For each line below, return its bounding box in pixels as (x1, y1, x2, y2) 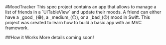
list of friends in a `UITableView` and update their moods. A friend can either (5, 9, 162, 15)
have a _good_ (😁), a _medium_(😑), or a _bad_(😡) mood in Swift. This (5, 14, 151, 20)
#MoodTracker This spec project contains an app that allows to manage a (5, 4, 157, 9)
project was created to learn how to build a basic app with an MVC (5, 20, 142, 25)
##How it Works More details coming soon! (5, 35, 94, 40)
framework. (5, 25, 29, 31)
